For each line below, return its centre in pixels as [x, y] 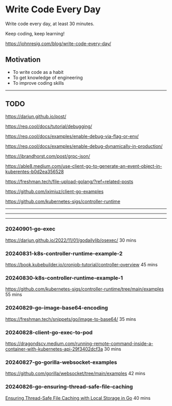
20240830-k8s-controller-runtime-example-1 [64, 278]
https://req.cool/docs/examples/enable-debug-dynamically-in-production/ [84, 146]
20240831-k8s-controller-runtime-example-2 [64, 254]
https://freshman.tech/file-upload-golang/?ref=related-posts [69, 181]
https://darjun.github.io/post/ [36, 116]
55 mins [14, 295]
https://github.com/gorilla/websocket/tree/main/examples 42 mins [76, 374]
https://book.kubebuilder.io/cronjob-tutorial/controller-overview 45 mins [81, 265]
